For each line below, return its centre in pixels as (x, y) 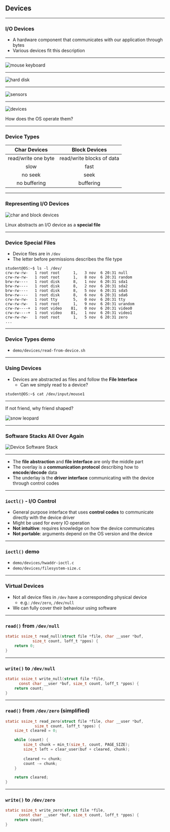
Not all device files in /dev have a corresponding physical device (80, 597)
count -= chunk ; (40, 763)
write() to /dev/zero (30, 800)
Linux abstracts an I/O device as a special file (53, 225)
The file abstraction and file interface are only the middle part (78, 461)
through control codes (36, 483)
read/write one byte (31, 158)
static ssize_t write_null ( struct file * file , (55, 679)
